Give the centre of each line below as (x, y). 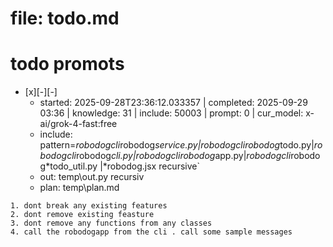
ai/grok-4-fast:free (78, 124)
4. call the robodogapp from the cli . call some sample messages (151, 232)
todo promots (67, 64)
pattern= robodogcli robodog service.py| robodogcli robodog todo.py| (177, 145)
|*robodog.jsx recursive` (149, 166)
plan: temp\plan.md (79, 188)
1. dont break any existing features (89, 206)
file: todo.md (65, 18)
